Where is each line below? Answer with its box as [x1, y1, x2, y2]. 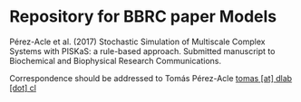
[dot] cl [9, 82, 36, 93]
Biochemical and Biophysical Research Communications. [9, 55, 222, 66]
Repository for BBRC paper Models [9, 6, 277, 27]
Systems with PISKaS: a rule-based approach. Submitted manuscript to [9, 45, 276, 56]
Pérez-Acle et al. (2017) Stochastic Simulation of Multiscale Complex [9, 36, 266, 47]
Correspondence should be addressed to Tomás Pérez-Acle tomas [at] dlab [9, 72, 293, 83]
